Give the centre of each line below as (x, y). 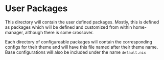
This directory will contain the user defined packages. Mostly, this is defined (82, 22)
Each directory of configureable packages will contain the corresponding (79, 41)
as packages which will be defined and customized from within (69, 27)
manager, (15, 32)
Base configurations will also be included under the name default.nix (76, 52)
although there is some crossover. (59, 32)
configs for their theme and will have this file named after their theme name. (82, 47)
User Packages (36, 9)
